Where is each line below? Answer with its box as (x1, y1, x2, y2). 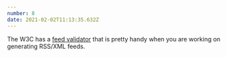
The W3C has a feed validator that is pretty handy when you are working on (7, 35, 221, 43)
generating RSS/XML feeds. (7, 42, 85, 50)
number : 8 (7, 9, 36, 17)
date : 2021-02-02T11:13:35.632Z (7, 16, 99, 23)
